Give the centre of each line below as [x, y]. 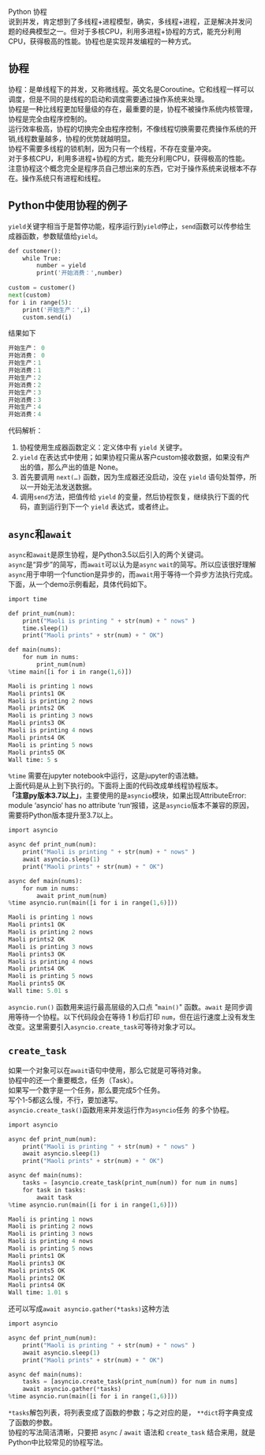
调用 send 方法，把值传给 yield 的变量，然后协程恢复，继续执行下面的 [131, 497]
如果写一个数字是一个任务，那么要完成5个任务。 [86, 1089]
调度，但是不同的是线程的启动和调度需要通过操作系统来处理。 [108, 99]
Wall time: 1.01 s [38, 1293]
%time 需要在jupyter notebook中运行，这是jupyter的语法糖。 [105, 776]
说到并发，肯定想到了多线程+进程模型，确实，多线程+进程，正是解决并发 [127, 21]
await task [54, 1197]
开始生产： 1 [25, 363]
